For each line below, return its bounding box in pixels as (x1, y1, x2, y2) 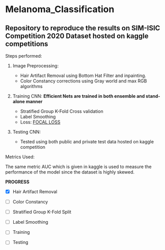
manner (25, 99, 43, 104)
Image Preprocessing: (12, 63, 59, 69)
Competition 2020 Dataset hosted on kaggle (5, 31, 149, 40)
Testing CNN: (12, 129, 41, 135)
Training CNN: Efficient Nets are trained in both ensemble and (12, 93, 145, 99)
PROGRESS (5, 179, 29, 185)
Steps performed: (5, 53, 42, 59)
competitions (5, 39, 48, 48)
